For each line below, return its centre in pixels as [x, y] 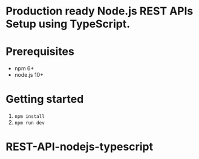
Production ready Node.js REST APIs [99, 11]
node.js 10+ [29, 75]
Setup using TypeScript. [68, 24]
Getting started [45, 99]
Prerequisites [40, 52]
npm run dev [29, 123]
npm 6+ [24, 68]
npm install [29, 117]
